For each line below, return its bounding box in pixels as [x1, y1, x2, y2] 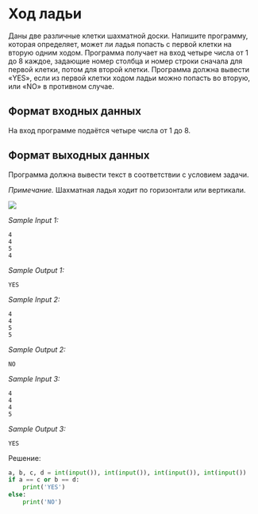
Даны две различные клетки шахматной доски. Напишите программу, [8, 31, 248, 40]
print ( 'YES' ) [22, 483, 66, 492]
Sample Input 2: [8, 294, 60, 304]
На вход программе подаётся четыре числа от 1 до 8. [8, 125, 191, 135]
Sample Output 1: [8, 265, 65, 274]
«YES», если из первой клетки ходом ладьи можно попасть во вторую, [8, 73, 251, 82]
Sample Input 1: [8, 215, 59, 224]
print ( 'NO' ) [22, 498, 62, 506]
